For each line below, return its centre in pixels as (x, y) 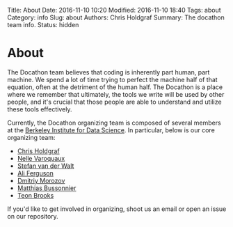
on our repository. (33, 216)
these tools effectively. (40, 109)
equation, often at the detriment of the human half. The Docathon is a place (115, 87)
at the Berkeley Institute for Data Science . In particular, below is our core (111, 130)
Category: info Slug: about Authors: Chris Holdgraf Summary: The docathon (116, 17)
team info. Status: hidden (43, 25)
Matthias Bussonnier (47, 188)
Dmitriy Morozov (41, 180)
